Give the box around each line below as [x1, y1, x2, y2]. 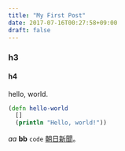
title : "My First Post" [8, 11, 86, 20]
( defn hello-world [8, 104, 68, 112]
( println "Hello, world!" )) [15, 119, 108, 127]
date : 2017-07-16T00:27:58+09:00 [8, 19, 118, 27]
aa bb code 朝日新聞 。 [8, 134, 80, 144]
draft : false [8, 26, 51, 34]
